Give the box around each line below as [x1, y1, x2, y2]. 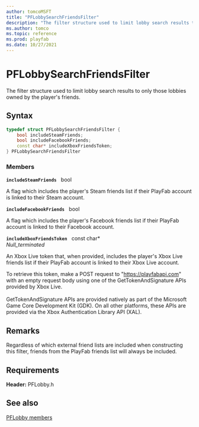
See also [6, 398, 38, 408]
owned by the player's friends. [6, 93, 81, 101]
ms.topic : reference [6, 31, 57, 37]
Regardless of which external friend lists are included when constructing [6, 341, 184, 348]
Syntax [6, 111, 33, 121]
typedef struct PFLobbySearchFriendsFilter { [6, 126, 120, 133]
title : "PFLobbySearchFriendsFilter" [6, 14, 99, 20]
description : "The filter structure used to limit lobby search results [6, 20, 190, 26]
